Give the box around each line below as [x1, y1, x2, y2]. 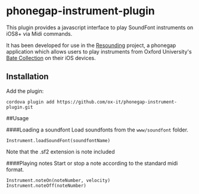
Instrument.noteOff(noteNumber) [6, 183, 86, 189]
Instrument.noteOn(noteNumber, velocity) [6, 177, 111, 183]
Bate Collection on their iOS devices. [6, 54, 97, 61]
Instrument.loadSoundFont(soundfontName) [6, 137, 111, 143]
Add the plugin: [6, 87, 44, 95]
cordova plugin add [6, 99, 55, 105]
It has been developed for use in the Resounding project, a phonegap [6, 42, 176, 49]
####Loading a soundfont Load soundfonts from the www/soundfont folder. [6, 126, 189, 133]
